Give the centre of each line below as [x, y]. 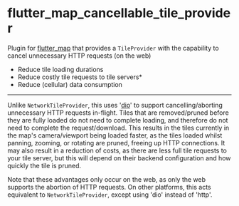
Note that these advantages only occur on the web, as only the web [107, 179]
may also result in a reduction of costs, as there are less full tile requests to [117, 150]
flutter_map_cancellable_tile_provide [119, 13]
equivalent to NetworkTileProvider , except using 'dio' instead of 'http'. [110, 195]
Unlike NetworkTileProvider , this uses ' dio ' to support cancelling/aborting [115, 105]
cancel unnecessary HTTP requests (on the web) [79, 56]
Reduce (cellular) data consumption [70, 84]
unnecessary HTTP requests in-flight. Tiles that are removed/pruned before [118, 113]
